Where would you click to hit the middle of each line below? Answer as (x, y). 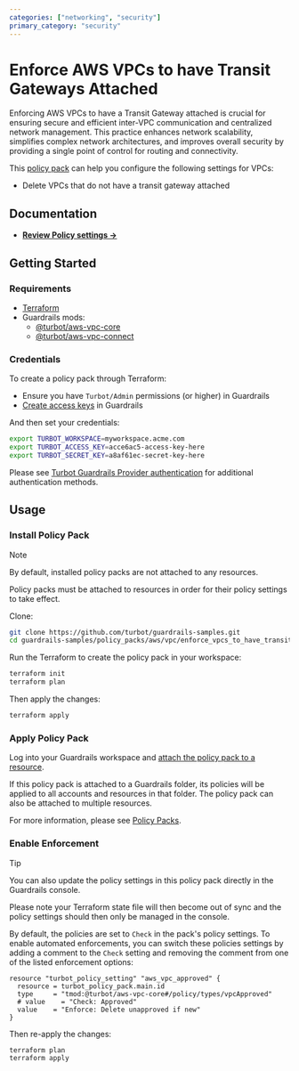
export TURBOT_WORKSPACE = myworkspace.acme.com (97, 439)
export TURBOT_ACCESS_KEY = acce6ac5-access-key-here (107, 447)
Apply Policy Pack (49, 738)
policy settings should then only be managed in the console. (119, 916)
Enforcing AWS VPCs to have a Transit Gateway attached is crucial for (137, 113)
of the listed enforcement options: (71, 961)
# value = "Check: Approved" (77, 1002)
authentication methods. (54, 482)
